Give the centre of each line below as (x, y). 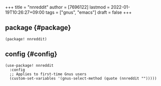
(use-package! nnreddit (29, 65)
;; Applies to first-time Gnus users (48, 74)
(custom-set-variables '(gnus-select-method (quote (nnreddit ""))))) (83, 78)
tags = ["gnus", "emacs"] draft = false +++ (89, 12)
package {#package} (38, 28)
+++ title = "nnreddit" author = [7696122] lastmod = (57, 7)
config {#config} (31, 54)
